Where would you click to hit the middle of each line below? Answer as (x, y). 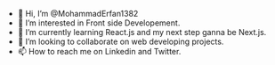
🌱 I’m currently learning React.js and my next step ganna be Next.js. (142, 32)
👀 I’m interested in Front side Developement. (99, 23)
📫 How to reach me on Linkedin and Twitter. (99, 51)
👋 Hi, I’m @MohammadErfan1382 (78, 14)
